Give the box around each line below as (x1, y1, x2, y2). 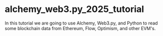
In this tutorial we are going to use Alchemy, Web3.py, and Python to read (5, 20, 158, 26)
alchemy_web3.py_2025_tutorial (5, 3, 144, 15)
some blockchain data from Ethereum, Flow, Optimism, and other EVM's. (5, 25, 156, 31)
